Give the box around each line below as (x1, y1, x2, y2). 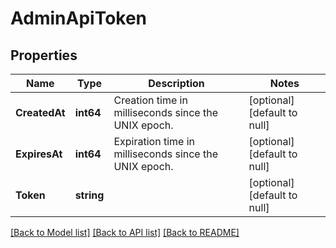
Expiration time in (113, 135, 195, 148)
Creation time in (113, 93, 188, 107)
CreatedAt (15, 106, 66, 119)
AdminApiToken (10, 7, 148, 30)
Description (148, 77, 205, 90)
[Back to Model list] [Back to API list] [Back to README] (10, 227, 240, 238)
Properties (10, 47, 78, 64)
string (74, 188, 105, 202)
